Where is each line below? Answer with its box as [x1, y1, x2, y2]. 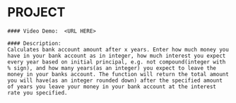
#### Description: [7, 40, 61, 47]
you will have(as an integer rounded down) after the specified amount [7, 77, 223, 84]
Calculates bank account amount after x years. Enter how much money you [7, 46, 230, 53]
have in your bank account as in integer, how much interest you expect [7, 52, 226, 59]
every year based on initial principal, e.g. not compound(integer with [7, 58, 226, 66]
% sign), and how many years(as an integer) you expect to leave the [7, 64, 217, 71]
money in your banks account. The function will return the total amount [7, 71, 230, 78]
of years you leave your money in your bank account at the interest [7, 83, 217, 90]
